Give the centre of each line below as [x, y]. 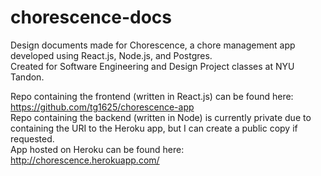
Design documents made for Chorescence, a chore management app [153, 45]
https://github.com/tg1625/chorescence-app [102, 107]
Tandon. [27, 77]
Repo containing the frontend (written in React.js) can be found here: [152, 96]
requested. [32, 138]
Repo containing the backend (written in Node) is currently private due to [161, 117]
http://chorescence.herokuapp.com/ [85, 160]
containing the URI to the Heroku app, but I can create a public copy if [154, 128]
